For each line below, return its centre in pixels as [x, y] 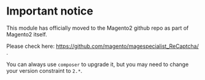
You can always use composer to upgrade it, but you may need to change [98, 64]
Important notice [50, 11]
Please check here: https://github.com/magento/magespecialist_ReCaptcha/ [102, 46]
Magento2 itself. [27, 34]
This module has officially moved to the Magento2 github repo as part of [98, 28]
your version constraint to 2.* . [44, 70]
